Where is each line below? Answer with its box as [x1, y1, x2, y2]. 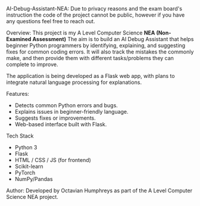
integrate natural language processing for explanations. [6, 79, 142, 86]
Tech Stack [6, 132, 34, 139]
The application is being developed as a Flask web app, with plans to [6, 73, 175, 79]
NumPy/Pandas [14, 176, 53, 182]
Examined [6, 36, 32, 42]
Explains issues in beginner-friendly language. [14, 108, 129, 115]
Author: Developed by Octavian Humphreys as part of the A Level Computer [6, 187, 192, 194]
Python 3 [14, 144, 37, 151]
